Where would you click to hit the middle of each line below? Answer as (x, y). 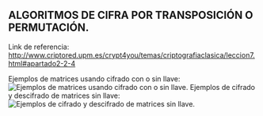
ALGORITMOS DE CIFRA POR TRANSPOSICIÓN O (131, 15)
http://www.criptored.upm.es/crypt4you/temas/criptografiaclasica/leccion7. (131, 55)
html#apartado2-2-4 (42, 63)
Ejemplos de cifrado (223, 87)
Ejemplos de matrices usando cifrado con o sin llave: (94, 79)
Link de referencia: (39, 47)
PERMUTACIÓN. (49, 28)
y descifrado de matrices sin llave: (64, 95)
